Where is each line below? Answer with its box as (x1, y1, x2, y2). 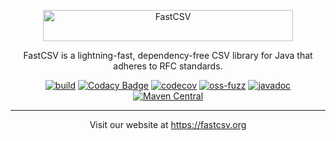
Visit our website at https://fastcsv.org (89, 119, 247, 130)
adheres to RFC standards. (113, 60, 223, 72)
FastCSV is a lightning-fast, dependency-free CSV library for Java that (23, 50, 313, 61)
